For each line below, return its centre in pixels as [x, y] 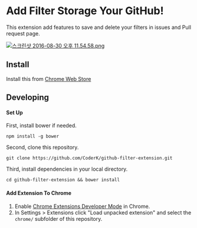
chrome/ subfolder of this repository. [58, 219]
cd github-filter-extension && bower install [63, 180]
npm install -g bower [33, 136]
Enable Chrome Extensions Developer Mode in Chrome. [82, 206]
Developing [27, 98]
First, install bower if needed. [41, 126]
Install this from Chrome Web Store [49, 79]
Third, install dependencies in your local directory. [67, 169]
